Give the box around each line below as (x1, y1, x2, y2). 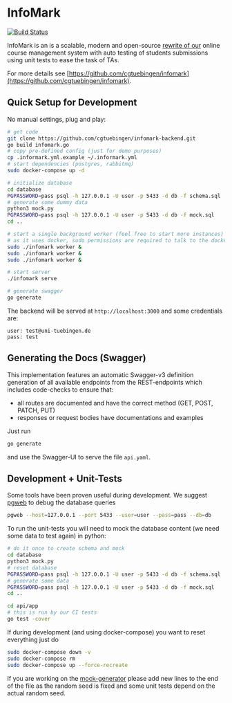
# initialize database (7, 179, 72, 186)
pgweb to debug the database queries (7, 498, 116, 506)
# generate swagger (7, 288, 64, 295)
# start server (7, 268, 51, 276)
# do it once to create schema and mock (7, 545, 126, 552)
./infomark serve (7, 275, 57, 282)
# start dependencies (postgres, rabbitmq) (7, 161, 135, 167)
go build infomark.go (7, 141, 70, 148)
